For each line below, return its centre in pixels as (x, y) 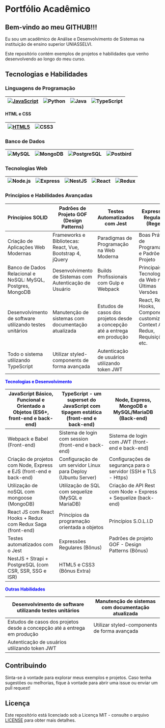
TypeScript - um (82, 393)
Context (148, 324)
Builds (105, 270)
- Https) (119, 477)
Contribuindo (26, 666)
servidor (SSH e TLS (132, 471)
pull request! (18, 688)
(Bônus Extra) (75, 571)
